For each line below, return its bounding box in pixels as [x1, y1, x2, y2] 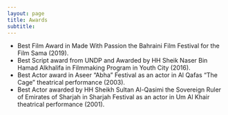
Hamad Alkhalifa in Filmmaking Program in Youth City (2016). [17, 63, 191, 72]
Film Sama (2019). [17, 49, 69, 57]
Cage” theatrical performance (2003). [17, 79, 126, 87]
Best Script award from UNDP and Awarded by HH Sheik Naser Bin [17, 56, 208, 65]
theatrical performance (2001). [17, 101, 105, 109]
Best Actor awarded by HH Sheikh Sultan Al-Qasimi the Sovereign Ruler [17, 85, 222, 94]
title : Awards [7, 17, 48, 23]
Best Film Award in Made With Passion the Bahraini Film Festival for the [17, 42, 220, 50]
